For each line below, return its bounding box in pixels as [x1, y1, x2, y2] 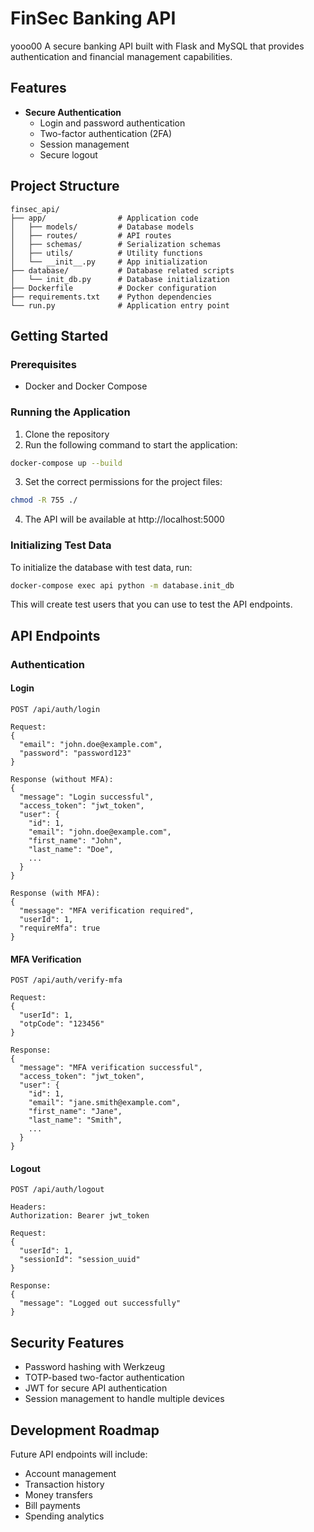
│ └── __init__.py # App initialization [10, 257, 208, 267]
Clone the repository [24, 428, 110, 440]
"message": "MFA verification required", [19, 905, 195, 916]
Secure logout [39, 148, 98, 161]
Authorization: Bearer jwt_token [10, 1211, 150, 1221]
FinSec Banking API [10, 7, 177, 30]
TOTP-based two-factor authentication [24, 1372, 185, 1384]
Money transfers [24, 1489, 93, 1501]
